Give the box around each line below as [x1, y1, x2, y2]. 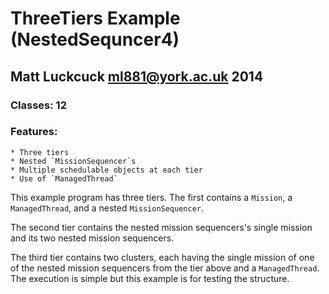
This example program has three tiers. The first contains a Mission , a [10, 191, 293, 203]
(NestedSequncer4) [10, 28, 180, 51]
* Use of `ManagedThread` [10, 173, 118, 184]
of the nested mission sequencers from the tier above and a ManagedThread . [10, 262, 320, 274]
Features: [10, 125, 58, 139]
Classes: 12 [10, 98, 67, 112]
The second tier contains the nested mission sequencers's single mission [10, 221, 313, 233]
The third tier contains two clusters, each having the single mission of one [10, 251, 315, 263]
